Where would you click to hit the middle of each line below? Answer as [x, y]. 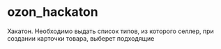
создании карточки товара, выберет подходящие [81, 38]
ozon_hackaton [53, 12]
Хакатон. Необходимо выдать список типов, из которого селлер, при [110, 31]
